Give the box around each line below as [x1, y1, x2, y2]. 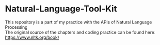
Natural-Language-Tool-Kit [5, 3, 117, 14]
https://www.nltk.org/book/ [5, 34, 60, 40]
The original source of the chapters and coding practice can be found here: [5, 29, 156, 35]
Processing [5, 24, 28, 30]
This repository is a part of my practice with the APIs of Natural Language [5, 19, 152, 25]
